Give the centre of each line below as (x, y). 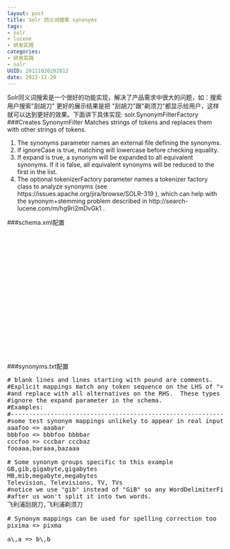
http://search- (168, 201)
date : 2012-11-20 (32, 77)
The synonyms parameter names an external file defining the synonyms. (119, 143)
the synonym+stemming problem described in (82, 201)
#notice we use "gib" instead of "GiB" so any (87, 490)
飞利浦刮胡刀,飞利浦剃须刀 (45, 505)
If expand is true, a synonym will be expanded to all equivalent (105, 158)
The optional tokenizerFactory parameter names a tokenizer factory (112, 180)
